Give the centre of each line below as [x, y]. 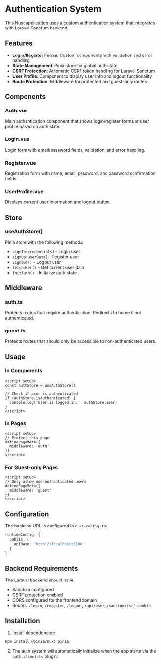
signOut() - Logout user [37, 262]
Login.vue [17, 139]
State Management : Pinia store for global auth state [65, 65]
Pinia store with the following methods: [44, 242]
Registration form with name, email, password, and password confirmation [80, 173]
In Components [24, 371]
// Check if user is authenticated [41, 394]
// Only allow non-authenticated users [46, 482]
